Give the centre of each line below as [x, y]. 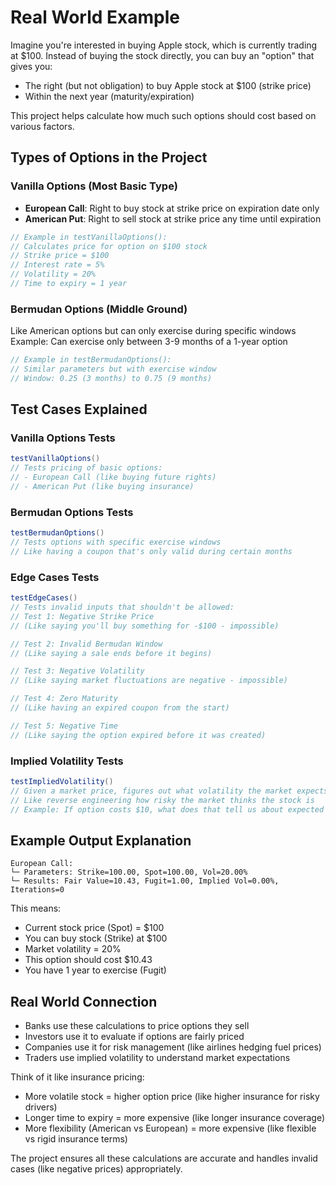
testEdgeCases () [44, 598]
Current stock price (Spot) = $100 [94, 928]
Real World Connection [84, 1001]
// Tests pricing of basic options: [86, 468]
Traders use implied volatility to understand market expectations [157, 1058]
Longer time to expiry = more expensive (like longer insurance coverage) [175, 1118]
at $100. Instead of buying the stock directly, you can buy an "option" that [162, 55]
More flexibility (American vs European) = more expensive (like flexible [170, 1128]
